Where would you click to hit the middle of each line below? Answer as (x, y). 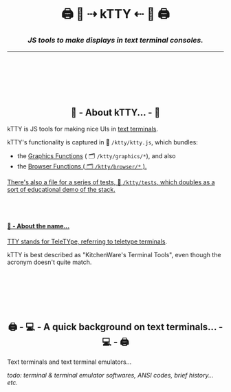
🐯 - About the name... (38, 226)
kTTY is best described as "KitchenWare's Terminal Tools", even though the (114, 254)
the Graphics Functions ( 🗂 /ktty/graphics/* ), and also (96, 156)
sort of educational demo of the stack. (61, 190)
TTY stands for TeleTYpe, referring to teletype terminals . (87, 241)
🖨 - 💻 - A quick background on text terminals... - (115, 327)
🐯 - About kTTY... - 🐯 (115, 112)
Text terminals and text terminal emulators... (69, 362)
